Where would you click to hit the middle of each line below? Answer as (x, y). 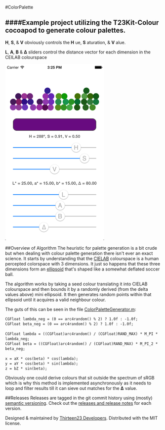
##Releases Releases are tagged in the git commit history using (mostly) (79, 398)
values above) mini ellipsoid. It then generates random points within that (78, 294)
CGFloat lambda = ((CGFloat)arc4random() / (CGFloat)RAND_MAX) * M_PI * (82, 334)
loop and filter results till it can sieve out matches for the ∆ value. (71, 388)
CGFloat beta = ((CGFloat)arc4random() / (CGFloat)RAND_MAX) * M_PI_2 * (82, 344)
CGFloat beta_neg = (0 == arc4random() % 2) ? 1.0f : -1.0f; (69, 324)
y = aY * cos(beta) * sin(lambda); (42, 364)
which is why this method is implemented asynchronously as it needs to (78, 383)
